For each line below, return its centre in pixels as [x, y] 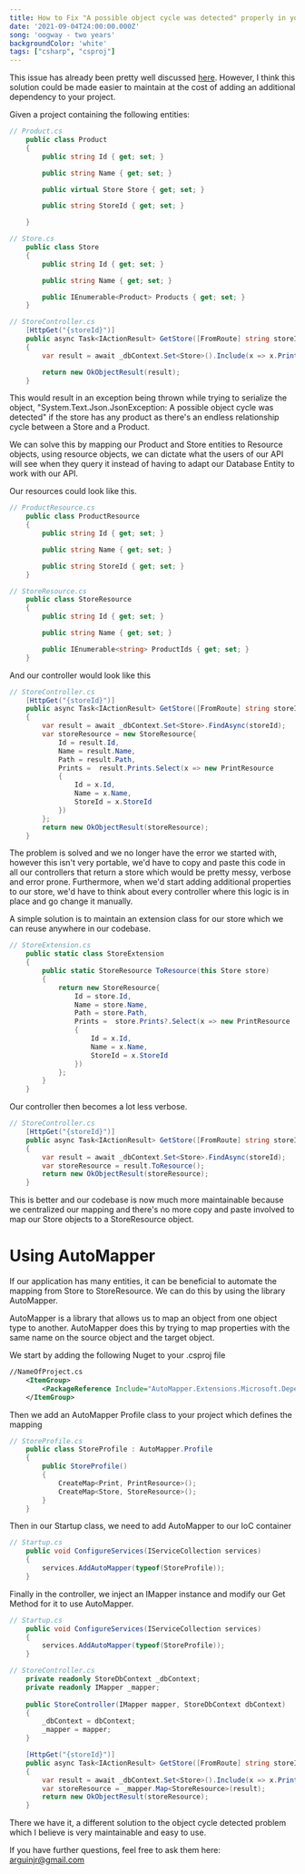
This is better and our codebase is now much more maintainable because [147, 1200]
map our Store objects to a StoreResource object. [102, 1220]
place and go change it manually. [71, 901]
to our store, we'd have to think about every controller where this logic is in [149, 892]
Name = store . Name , [111, 1005]
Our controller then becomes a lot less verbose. [98, 1107]
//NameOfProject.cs [46, 1372]
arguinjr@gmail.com [47, 1860]
